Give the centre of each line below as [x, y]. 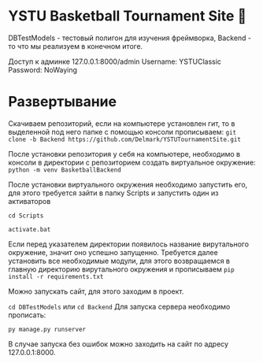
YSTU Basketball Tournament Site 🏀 [128, 16]
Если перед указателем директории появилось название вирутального [129, 244]
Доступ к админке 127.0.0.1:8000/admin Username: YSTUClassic [115, 61]
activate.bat [30, 229]
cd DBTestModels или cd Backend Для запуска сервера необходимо [119, 306]
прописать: [27, 315]
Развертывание [62, 102]
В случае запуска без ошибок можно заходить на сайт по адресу [119, 344]
